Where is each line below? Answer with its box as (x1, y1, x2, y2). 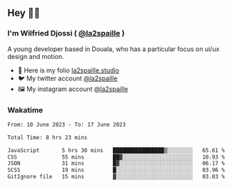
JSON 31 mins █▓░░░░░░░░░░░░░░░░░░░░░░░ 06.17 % (7, 160, 225, 167)
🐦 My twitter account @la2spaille (17, 74, 118, 82)
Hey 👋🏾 (7, 7, 41, 19)
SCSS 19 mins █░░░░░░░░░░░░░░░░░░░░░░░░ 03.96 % (7, 166, 225, 174)
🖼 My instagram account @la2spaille (17, 85, 128, 93)
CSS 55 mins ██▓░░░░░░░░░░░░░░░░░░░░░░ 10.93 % (7, 154, 225, 161)
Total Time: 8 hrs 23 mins (7, 134, 88, 141)
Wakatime (7, 105, 44, 114)
